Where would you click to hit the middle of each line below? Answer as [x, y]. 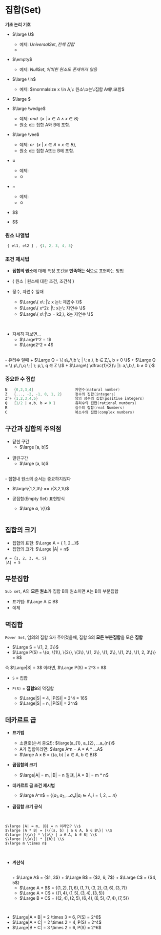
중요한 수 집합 [20, 379]
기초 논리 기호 [18, 24]
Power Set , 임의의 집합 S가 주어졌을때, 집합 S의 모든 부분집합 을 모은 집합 [74, 637]
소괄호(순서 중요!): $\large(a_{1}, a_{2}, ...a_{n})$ [67, 743]
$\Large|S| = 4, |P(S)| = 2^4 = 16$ [53, 698]
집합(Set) [23, 10]
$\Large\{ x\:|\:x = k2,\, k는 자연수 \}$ [56, 314]
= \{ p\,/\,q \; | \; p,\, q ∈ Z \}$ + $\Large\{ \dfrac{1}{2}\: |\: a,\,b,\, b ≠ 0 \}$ [80, 366]
